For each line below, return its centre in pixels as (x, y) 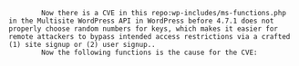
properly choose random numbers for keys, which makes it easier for (144, 29)
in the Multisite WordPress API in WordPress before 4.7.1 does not (141, 21)
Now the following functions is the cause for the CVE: (149, 52)
